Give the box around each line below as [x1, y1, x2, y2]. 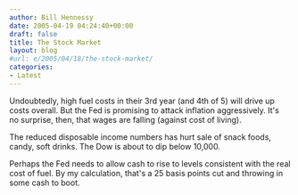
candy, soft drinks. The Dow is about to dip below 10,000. [9, 141, 221, 151]
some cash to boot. [9, 177, 80, 188]
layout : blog [9, 46, 58, 55]
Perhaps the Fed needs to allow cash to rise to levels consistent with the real [9, 158, 291, 169]
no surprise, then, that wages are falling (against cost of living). [9, 114, 243, 125]
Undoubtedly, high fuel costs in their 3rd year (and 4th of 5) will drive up [9, 95, 275, 106]
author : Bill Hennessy [9, 12, 94, 22]
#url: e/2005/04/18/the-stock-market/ [9, 54, 153, 63]
